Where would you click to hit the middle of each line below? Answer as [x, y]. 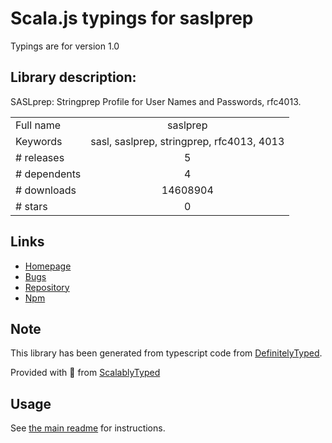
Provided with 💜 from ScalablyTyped [85, 373]
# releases [40, 157]
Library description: [73, 77]
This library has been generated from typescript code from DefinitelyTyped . [166, 353]
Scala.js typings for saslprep [132, 18]
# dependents [48, 174]
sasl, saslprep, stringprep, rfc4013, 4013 [187, 141]
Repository [47, 287]
